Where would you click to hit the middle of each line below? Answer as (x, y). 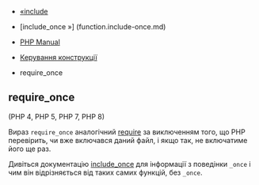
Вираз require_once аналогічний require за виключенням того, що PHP (127, 132)
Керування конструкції (58, 57)
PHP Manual (40, 42)
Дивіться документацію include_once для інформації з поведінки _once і (129, 164)
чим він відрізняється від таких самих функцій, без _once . (106, 172)
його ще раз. (30, 149)
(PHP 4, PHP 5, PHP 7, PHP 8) (57, 116)
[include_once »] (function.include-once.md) (93, 26)
